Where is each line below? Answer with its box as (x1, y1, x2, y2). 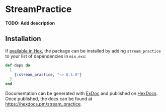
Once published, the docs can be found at (5, 96, 93, 102)
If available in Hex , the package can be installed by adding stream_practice (5, 47, 161, 53)
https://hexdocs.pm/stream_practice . (5, 101, 82, 107)
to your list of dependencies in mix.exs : (5, 53, 87, 59)
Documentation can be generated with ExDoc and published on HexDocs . (5, 90, 158, 96)
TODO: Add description (5, 20, 55, 26)
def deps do (5, 62, 30, 68)
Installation (5, 34, 41, 43)
